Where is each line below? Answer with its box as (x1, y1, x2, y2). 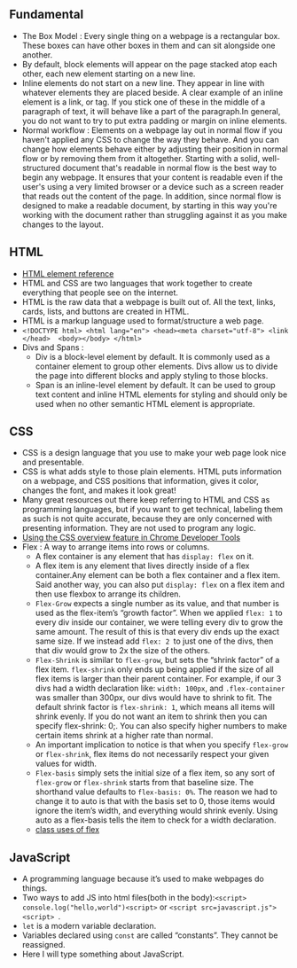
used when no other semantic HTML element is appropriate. (35, 398, 255, 409)
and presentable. (21, 457, 84, 468)
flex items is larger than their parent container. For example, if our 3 (35, 674, 282, 684)
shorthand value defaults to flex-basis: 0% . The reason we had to (35, 786, 277, 797)
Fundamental (9, 7, 84, 22)
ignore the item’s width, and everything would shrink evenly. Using (35, 806, 278, 816)
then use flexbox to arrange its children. (35, 589, 182, 599)
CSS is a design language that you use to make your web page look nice (21, 448, 286, 458)
